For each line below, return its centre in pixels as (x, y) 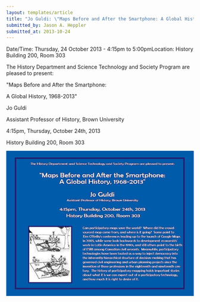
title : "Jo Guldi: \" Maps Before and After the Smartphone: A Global (94, 19)
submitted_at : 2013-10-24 (38, 32)
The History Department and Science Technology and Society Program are (98, 67)
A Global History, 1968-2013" (42, 96)
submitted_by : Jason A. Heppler (46, 25)
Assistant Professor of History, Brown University (65, 120)
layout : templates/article (40, 13)
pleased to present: (30, 73)
